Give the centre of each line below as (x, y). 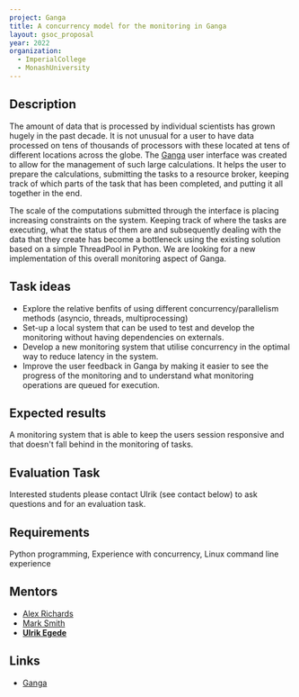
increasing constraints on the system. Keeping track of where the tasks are (148, 220)
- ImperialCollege (52, 59)
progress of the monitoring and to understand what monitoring (138, 376)
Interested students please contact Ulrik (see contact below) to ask (133, 494)
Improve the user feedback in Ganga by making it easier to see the (145, 366)
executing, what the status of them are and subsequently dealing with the (145, 230)
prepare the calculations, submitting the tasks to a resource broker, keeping (149, 174)
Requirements (49, 532)
